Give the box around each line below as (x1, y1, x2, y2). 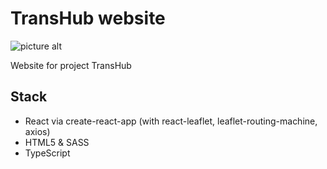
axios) (24, 125, 51, 137)
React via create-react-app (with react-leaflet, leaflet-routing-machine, (24, 115, 318, 127)
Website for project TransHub (10, 59, 132, 71)
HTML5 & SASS (24, 136, 90, 148)
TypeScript (24, 147, 71, 159)
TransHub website (10, 7, 166, 30)
